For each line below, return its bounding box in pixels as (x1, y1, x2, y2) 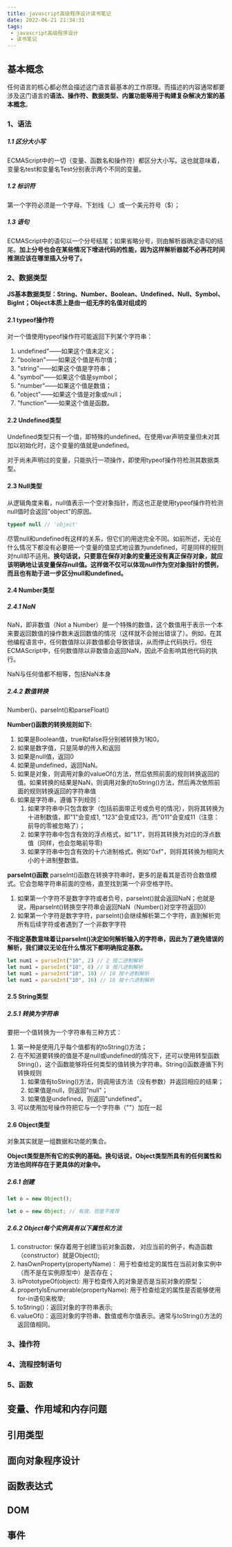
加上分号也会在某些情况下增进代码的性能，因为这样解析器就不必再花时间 (19, 245, 225, 253)
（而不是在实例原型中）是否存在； (17, 1268, 115, 1277)
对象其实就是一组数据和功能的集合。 (7, 1137, 110, 1145)
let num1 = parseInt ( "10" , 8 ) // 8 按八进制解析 (7, 963, 144, 970)
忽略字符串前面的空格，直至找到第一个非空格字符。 (30, 880, 177, 888)
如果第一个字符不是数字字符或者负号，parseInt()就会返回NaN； (17, 894, 197, 902)
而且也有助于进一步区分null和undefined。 (7, 568, 127, 577)
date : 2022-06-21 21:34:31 (7, 17, 85, 24)
